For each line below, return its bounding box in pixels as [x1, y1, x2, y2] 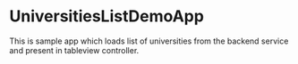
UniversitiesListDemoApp [9, 6, 204, 27]
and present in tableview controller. [9, 44, 140, 55]
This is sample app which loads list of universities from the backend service [9, 36, 289, 46]
